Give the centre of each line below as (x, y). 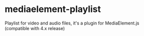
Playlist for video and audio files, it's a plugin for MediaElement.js (72, 23)
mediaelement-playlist (53, 9)
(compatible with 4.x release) (35, 28)
